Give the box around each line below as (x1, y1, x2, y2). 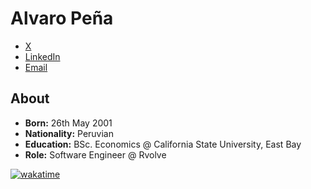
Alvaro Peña (10, 7, 114, 30)
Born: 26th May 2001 (24, 117, 113, 129)
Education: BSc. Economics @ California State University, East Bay (24, 138, 302, 150)
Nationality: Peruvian (24, 127, 114, 139)
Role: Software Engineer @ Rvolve (24, 148, 167, 161)
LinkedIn (24, 50, 61, 62)
